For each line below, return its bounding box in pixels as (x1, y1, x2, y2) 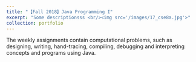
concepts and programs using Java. (6, 49, 96, 57)
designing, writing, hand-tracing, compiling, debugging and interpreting (6, 43, 185, 50)
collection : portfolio (6, 20, 64, 26)
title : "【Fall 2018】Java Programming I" (6, 8, 113, 15)
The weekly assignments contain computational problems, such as (6, 37, 172, 44)
